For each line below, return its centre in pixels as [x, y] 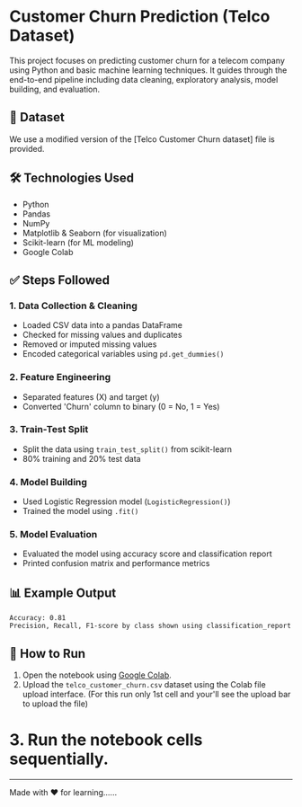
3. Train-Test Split [49, 430]
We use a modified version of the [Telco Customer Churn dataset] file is [142, 139]
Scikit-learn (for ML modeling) [78, 242]
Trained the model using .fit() [80, 511]
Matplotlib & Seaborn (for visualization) [95, 233]
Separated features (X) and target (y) [91, 396]
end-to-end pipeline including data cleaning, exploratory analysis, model [144, 79]
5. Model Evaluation [53, 535]
